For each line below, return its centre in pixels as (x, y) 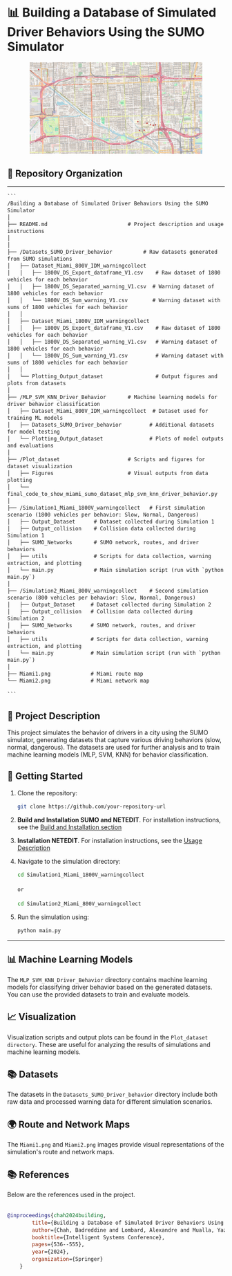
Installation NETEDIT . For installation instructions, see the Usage (109, 840)
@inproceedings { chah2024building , (57, 1215)
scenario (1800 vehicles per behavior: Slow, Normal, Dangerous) (103, 515)
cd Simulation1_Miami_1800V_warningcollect (81, 875)
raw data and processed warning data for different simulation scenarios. (110, 1102)
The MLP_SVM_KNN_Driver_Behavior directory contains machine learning (107, 979)
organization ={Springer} (68, 1259)
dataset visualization (40, 467)
